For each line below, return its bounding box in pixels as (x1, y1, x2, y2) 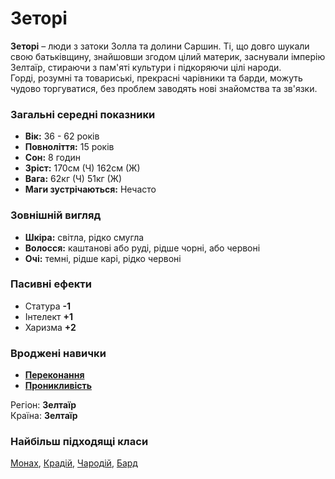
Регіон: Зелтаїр (10, 399, 77, 411)
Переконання (24, 369, 85, 381)
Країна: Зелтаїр (10, 410, 78, 422)
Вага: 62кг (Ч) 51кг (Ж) (24, 173, 123, 185)
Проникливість (24, 380, 93, 392)
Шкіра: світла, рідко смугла (24, 231, 145, 243)
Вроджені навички (10, 346, 107, 360)
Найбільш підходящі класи (10, 435, 149, 449)
